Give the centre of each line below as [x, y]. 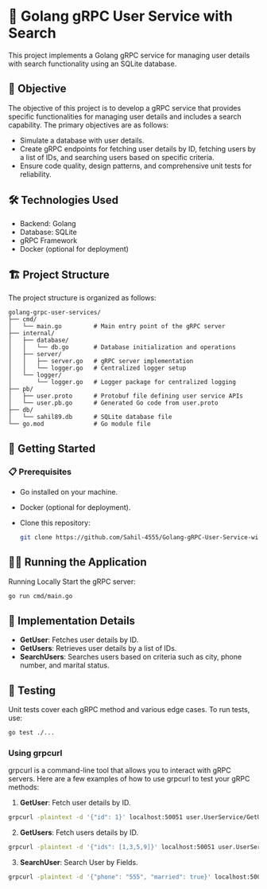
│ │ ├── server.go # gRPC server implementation [101, 362]
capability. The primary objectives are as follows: [89, 125]
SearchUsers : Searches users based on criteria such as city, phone [131, 657]
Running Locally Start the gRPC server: [72, 582]
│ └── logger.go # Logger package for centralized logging [122, 382]
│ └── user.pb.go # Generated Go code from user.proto [113, 403]
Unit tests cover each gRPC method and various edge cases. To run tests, [129, 710]
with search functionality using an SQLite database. [93, 64]
